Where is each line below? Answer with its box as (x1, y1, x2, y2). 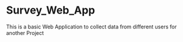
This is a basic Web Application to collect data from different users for (6, 23, 177, 30)
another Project (6, 29, 44, 36)
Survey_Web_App (6, 4, 95, 17)
